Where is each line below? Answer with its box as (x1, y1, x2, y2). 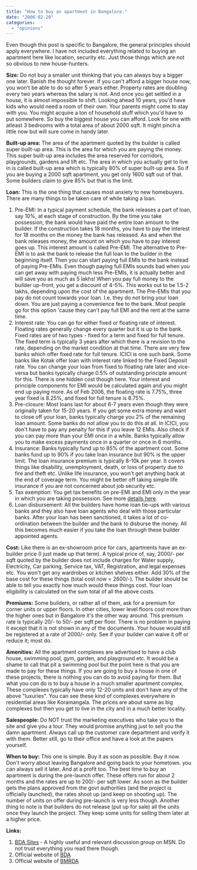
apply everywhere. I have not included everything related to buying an (6, 48, 176, 55)
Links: (6, 827, 22, 835)
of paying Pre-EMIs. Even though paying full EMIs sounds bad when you (14, 263, 190, 270)
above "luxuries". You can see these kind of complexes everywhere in (6, 692, 175, 700)
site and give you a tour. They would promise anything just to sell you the (6, 723, 183, 730)
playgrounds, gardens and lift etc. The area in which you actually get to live (6, 158, 188, 165)
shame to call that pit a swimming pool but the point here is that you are (6, 661, 179, 668)
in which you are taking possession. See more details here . (14, 495, 158, 502)
